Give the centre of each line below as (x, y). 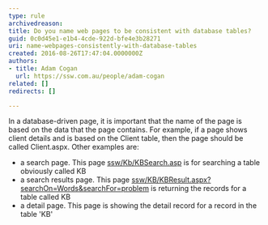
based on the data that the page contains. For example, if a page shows (128, 129)
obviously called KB (53, 172)
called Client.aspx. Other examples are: (74, 147)
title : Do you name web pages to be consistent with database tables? (130, 31)
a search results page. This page (75, 180)
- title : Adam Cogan (43, 69)
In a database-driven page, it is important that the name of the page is (125, 121)
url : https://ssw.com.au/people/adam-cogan (90, 76)
